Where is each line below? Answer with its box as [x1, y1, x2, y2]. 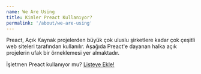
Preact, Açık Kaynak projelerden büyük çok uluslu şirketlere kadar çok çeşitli [6, 37, 196, 44]
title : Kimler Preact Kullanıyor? [6, 14, 93, 20]
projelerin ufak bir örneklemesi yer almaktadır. [6, 49, 120, 57]
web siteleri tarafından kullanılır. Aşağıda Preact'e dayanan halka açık [6, 43, 177, 50]
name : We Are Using [6, 8, 55, 15]
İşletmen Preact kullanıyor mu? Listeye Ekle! [6, 61, 115, 68]
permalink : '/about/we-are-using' [6, 20, 93, 26]
